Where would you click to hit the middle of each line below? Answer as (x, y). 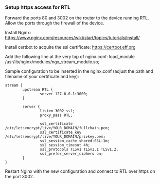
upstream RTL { (38, 90)
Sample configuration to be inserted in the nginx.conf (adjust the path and (79, 71)
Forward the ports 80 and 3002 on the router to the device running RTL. (77, 18)
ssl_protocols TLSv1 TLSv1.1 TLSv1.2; (79, 150)
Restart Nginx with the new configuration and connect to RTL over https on (80, 171)
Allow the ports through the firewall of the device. (55, 23)
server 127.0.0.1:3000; (64, 94)
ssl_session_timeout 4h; (65, 145)
